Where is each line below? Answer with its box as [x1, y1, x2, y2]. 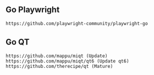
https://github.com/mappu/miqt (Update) [5, 53, 108, 59]
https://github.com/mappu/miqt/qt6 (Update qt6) [5, 58, 129, 64]
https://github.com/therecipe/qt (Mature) [5, 63, 113, 69]
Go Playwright [5, 5, 60, 15]
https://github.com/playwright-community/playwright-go [5, 20, 148, 26]
